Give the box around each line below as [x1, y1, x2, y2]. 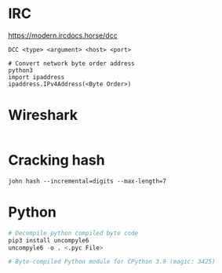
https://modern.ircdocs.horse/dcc [8, 31, 118, 40]
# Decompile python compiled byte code [8, 229, 139, 237]
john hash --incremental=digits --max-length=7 [8, 177, 167, 185]
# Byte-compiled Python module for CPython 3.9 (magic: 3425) [8, 258, 216, 266]
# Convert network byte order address [8, 60, 135, 67]
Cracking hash [8, 151, 105, 169]
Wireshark [8, 107, 78, 124]
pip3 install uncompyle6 [8, 236, 89, 244]
